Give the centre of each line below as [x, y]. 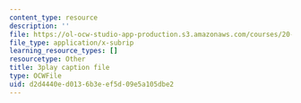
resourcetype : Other [48, 59]
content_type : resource [54, 17]
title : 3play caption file [60, 68]
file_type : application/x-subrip [72, 43]
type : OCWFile [36, 76]
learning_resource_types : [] [64, 51]
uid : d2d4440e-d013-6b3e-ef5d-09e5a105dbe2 [92, 84]
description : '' [39, 26]
